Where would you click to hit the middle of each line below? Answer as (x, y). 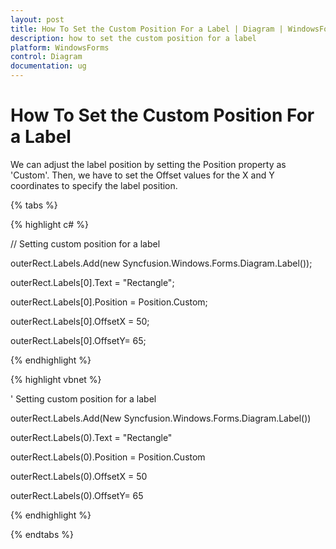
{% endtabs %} (42, 534)
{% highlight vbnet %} (56, 379)
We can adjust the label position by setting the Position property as (148, 164)
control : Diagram (46, 57)
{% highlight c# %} (49, 224)
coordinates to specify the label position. (94, 185)
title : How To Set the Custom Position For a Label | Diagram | (147, 29)
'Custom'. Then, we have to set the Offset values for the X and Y (142, 175)
